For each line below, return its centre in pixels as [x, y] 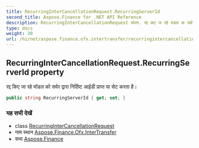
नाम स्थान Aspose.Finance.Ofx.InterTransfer [65, 132]
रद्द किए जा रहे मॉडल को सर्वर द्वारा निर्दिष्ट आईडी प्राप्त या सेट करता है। [72, 86]
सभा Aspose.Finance [39, 139]
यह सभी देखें [19, 113]
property [47, 73]
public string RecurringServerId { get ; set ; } [66, 98]
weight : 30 [20, 34]
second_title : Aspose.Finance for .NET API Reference [74, 17]
